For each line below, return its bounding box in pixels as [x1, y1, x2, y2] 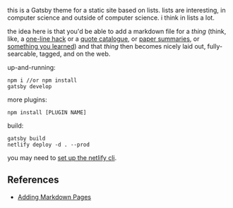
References [7, 174, 59, 186]
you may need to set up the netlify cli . [7, 154, 117, 161]
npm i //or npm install [7, 77, 78, 84]
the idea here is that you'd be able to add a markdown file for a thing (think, [7, 27, 227, 35]
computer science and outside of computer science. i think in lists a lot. [7, 13, 215, 22]
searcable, [7, 49, 38, 58]
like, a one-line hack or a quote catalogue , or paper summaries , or [7, 35, 200, 43]
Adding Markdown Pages [17, 192, 92, 201]
